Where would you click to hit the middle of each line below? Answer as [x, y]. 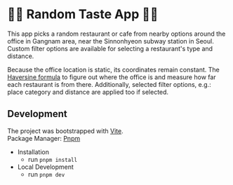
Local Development [45, 167]
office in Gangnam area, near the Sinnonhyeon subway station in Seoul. [111, 41]
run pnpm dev [46, 174]
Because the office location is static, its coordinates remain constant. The [113, 69]
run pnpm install [53, 159]
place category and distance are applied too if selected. [88, 92]
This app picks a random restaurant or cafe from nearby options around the [116, 34]
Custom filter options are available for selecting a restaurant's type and [110, 48]
